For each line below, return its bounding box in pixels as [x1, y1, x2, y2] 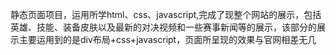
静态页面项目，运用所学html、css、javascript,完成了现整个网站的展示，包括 [10, 9, 322, 20]
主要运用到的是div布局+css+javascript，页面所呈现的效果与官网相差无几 [18, 34, 317, 45]
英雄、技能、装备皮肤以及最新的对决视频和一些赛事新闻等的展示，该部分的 [10, 21, 317, 33]
